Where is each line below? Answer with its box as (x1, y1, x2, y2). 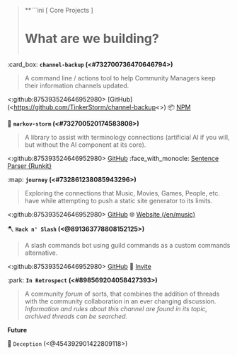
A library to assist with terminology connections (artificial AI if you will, (24, 133, 230, 141)
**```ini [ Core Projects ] (24, 6, 93, 14)
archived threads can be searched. (24, 312, 128, 320)
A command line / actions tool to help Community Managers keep (24, 73, 216, 82)
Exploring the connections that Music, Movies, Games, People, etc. (24, 188, 221, 197)
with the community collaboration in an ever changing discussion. (24, 296, 216, 306)
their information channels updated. (24, 81, 129, 90)
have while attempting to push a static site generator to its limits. (24, 196, 213, 205)
